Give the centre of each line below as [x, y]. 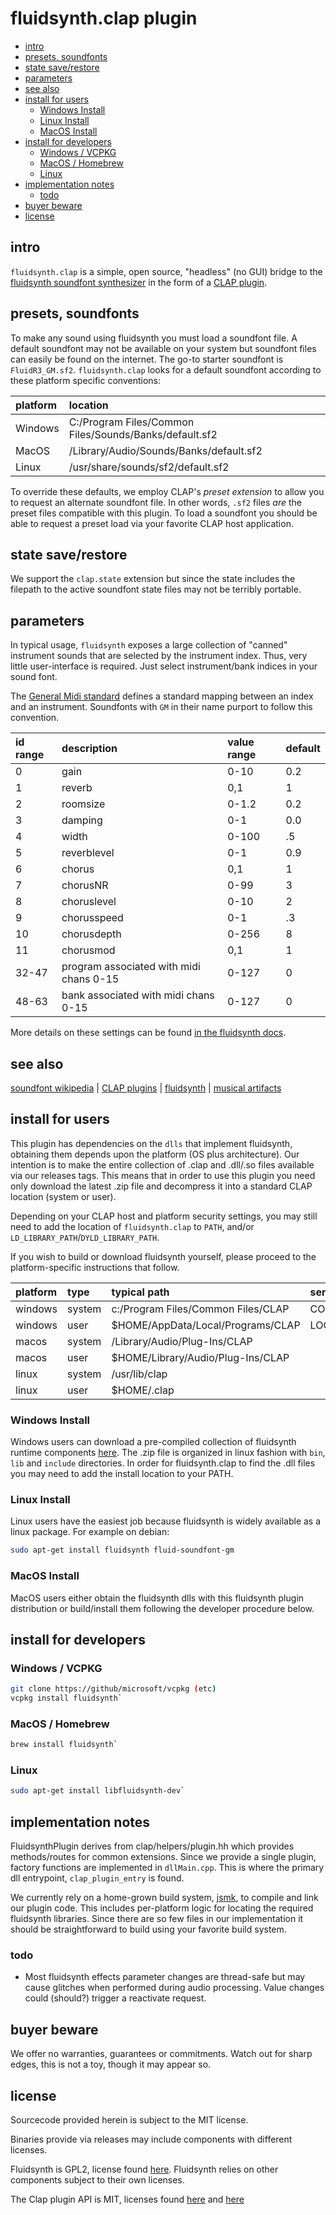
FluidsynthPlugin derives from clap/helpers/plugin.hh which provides [152, 1846]
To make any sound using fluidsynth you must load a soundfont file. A [154, 338]
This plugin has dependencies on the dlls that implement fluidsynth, [151, 1143]
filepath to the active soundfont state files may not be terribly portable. [156, 589]
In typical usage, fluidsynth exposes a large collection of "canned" [149, 645]
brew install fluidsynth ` [64, 1745]
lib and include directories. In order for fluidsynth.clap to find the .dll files [163, 1463]
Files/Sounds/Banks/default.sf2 [143, 434]
